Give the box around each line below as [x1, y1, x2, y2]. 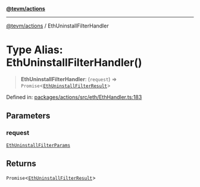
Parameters [6, 111, 51, 121]
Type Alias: [6, 43, 64, 57]
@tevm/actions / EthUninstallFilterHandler [6, 22, 109, 29]
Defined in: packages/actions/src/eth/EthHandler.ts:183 [6, 93, 142, 100]
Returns [6, 158, 37, 169]
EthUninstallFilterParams [6, 142, 70, 148]
